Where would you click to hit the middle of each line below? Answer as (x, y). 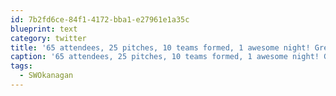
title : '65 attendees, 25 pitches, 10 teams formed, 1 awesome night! (160, 47)
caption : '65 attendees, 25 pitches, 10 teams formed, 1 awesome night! (165, 57)
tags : (21, 66)
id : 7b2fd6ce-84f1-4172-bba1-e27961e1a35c (100, 19)
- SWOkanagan (46, 76)
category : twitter (48, 38)
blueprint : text (44, 29)
